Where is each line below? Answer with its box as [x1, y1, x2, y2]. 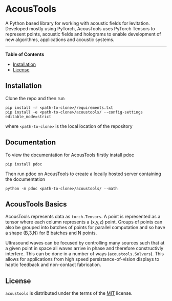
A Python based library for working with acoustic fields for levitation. [5, 20, 150, 26]
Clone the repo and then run [5, 95, 65, 101]
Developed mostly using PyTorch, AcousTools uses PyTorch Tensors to [5, 25, 155, 31]
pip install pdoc [5, 161, 42, 167]
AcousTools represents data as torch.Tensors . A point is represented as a [5, 214, 161, 220]
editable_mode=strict [5, 114, 52, 119]
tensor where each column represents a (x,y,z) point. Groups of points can [5, 219, 163, 225]
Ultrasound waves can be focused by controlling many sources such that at [5, 240, 165, 246]
